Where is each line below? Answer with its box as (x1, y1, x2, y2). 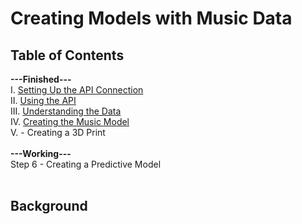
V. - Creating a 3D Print (10, 127, 106, 138)
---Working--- (10, 148, 72, 159)
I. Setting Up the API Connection (10, 84, 144, 96)
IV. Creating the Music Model (10, 116, 130, 127)
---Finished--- (10, 73, 72, 85)
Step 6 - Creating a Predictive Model (10, 158, 162, 170)
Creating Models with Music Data (10, 7, 293, 30)
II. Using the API (10, 95, 77, 106)
